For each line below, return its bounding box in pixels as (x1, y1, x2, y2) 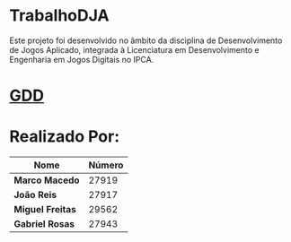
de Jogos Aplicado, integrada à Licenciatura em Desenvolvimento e (9, 44, 260, 55)
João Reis (13, 189, 57, 202)
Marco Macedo (13, 174, 80, 186)
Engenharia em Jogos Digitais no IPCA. (9, 54, 154, 65)
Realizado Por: (9, 126, 120, 147)
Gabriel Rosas (13, 218, 75, 230)
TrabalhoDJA (9, 5, 110, 26)
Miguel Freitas (13, 203, 76, 216)
